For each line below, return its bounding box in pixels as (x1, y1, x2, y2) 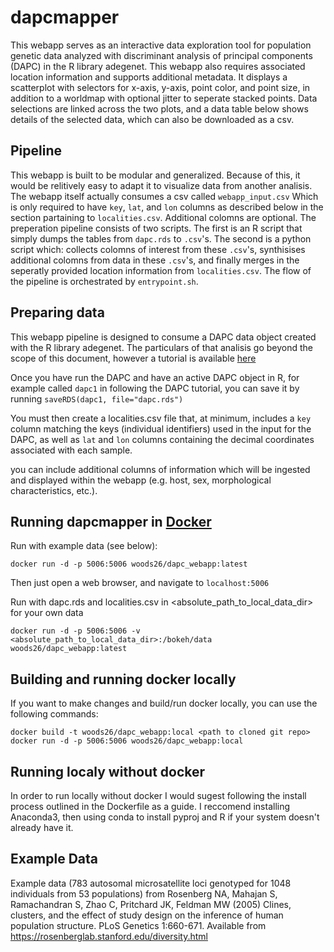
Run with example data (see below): (10, 540, 158, 552)
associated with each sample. (10, 444, 133, 456)
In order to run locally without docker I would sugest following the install (10, 790, 307, 801)
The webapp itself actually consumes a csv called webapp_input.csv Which (10, 190, 319, 202)
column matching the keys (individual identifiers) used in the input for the (10, 422, 312, 435)
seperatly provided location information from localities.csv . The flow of (10, 264, 312, 276)
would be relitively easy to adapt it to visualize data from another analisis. (10, 179, 313, 191)
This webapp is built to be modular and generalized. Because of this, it (10, 169, 301, 181)
